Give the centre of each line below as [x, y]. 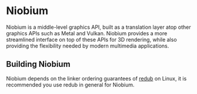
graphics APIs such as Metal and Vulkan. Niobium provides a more [87, 33]
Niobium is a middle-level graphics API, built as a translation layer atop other [98, 27]
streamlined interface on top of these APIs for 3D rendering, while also [92, 39]
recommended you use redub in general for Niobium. [70, 85]
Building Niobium [38, 64]
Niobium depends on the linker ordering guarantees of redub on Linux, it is [96, 78]
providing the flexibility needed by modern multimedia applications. [88, 46]
